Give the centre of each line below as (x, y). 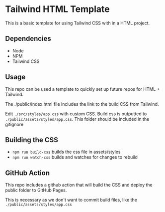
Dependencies (28, 39)
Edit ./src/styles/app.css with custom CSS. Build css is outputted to (76, 114)
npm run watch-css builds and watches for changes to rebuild (75, 157)
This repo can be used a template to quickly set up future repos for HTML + (82, 89)
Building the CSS (32, 140)
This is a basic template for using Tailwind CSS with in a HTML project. (78, 23)
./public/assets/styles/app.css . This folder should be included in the (77, 119)
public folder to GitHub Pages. (36, 190)
